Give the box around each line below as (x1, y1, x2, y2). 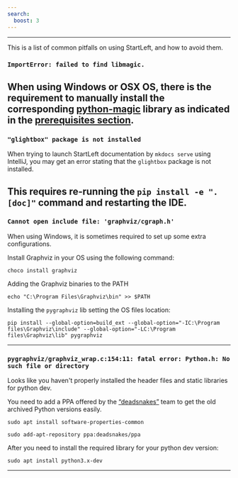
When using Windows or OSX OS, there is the (7, 81, 212, 93)
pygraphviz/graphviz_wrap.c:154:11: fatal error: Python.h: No (7, 355, 230, 362)
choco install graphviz (7, 267, 78, 274)
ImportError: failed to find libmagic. (7, 61, 145, 69)
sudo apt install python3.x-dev (7, 457, 103, 465)
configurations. (7, 239, 52, 248)
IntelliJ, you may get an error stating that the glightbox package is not (7, 157, 211, 166)
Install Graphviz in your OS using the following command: (7, 253, 175, 262)
